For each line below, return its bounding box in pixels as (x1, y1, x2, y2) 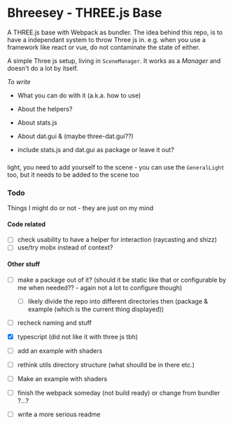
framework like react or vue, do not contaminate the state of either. (7, 43, 201, 51)
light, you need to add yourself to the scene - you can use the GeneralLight (7, 163, 225, 171)
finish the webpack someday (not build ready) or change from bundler (17, 389, 220, 397)
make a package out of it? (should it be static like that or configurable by (17, 275, 227, 284)
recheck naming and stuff (17, 318, 92, 327)
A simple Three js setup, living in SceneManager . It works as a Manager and (7, 56, 221, 64)
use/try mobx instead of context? (17, 243, 113, 252)
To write (7, 77, 31, 86)
